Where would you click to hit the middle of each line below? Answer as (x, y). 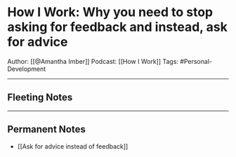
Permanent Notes (46, 129)
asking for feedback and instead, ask (118, 27)
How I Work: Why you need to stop (110, 12)
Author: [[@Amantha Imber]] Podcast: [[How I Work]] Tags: (93, 61)
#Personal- (196, 61)
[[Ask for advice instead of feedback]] (73, 146)
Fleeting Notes (40, 98)
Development (27, 69)
